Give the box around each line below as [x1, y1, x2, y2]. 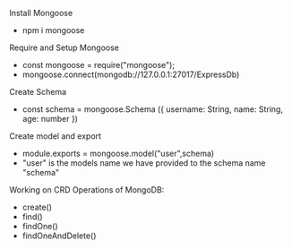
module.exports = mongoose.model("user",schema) [21, 148, 215, 159]
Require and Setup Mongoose [9, 42, 119, 53]
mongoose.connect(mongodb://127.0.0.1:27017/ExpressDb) [21, 69, 240, 80]
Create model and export [9, 131, 101, 142]
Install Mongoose [9, 8, 73, 18]
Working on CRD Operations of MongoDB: [9, 185, 165, 195]
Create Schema [9, 87, 67, 97]
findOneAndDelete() [21, 230, 97, 241]
